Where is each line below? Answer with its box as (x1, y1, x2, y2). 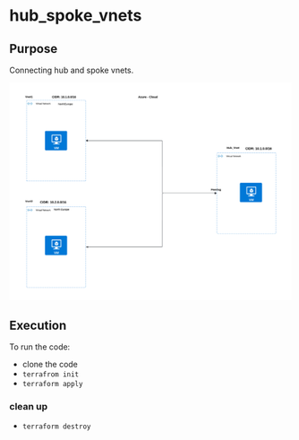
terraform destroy (21, 422, 91, 431)
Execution (9, 317, 67, 332)
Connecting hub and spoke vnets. (9, 65, 134, 75)
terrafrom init (21, 370, 80, 379)
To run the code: (9, 341, 71, 352)
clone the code (21, 359, 79, 370)
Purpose (9, 41, 58, 56)
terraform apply (21, 380, 83, 389)
